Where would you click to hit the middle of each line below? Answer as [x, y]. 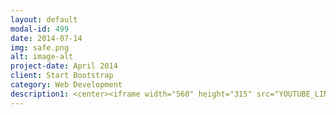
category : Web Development [66, 85]
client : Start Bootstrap [62, 76]
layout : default [44, 19]
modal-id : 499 [40, 29]
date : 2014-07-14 [46, 38]
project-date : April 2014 [64, 66]
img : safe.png [40, 47]
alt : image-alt [42, 57]
